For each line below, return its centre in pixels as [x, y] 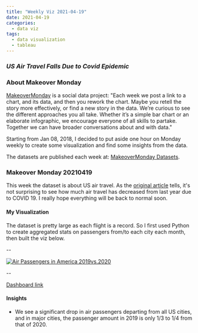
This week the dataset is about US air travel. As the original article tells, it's [98, 185]
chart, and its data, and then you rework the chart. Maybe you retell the [94, 102]
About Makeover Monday [44, 82]
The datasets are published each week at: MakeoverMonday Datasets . [93, 157]
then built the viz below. [36, 238]
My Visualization [28, 212]
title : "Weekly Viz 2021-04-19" [46, 12]
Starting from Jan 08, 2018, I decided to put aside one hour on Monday [94, 139]
